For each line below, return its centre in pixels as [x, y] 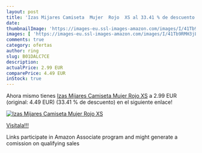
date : [13, 23]
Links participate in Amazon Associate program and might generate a [92, 137]
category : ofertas [29, 46]
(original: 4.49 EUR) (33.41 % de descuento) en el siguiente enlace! [89, 102]
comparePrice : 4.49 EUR [36, 73]
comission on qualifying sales [43, 143]
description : [23, 62]
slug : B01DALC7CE [28, 56]
